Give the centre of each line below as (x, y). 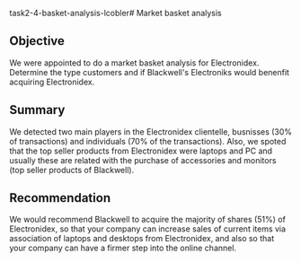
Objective (37, 41)
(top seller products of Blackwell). (72, 170)
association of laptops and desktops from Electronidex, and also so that (142, 239)
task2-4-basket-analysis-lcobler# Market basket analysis (115, 13)
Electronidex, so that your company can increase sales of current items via (147, 229)
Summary (37, 110)
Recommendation (60, 198)
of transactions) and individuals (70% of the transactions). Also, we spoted (148, 141)
